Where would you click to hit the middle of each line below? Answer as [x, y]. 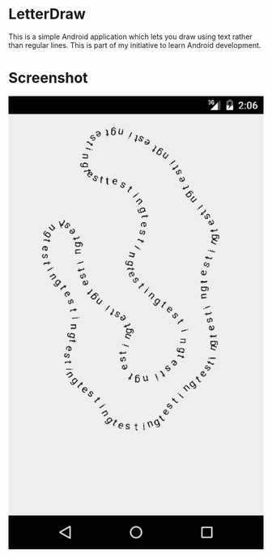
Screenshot [48, 78]
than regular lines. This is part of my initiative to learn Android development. [135, 45]
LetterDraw [47, 14]
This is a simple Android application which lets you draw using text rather [130, 36]
